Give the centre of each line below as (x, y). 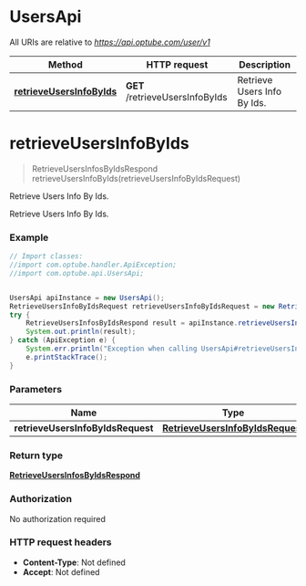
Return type (36, 455)
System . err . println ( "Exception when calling (112, 349)
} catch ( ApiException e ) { (63, 340)
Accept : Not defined (61, 571)
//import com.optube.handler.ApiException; (93, 265)
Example (29, 237)
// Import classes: (46, 256)
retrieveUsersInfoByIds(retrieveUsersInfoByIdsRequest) (136, 178)
